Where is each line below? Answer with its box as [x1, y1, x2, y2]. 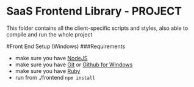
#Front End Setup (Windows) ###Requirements [6, 43, 126, 50]
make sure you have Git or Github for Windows [15, 61, 133, 68]
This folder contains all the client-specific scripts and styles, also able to [6, 24, 189, 32]
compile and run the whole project [6, 30, 93, 38]
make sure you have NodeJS [15, 54, 88, 61]
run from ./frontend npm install [15, 74, 96, 81]
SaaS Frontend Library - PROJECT [6, 4, 182, 18]
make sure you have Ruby [15, 67, 81, 74]
